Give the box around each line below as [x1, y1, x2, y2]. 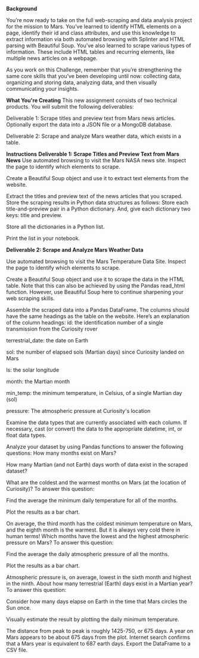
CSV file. [6, 647, 28, 653]
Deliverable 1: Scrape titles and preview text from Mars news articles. [6, 115, 176, 122]
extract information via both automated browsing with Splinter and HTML [6, 36, 185, 42]
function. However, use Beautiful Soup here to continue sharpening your [6, 289, 184, 295]
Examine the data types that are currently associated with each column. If [6, 419, 187, 426]
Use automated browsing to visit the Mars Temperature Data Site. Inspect [6, 258, 186, 265]
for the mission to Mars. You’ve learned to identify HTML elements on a [6, 23, 182, 30]
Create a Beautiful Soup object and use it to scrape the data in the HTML [6, 276, 185, 283]
